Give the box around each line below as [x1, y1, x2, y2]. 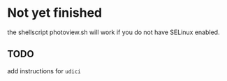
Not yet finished [7, 5, 103, 21]
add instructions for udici [7, 66, 82, 75]
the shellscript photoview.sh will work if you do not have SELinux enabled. [7, 28, 220, 36]
